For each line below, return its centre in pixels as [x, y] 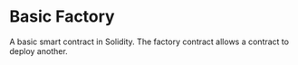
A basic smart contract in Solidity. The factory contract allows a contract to [149, 42]
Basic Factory [62, 17]
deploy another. [38, 51]
